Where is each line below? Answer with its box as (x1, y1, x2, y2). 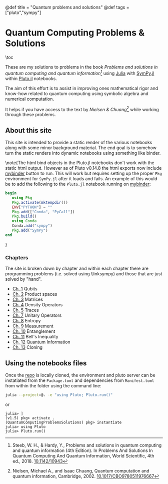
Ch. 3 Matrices (12, 296, 43, 302)
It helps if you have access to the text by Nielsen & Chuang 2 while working (5, 105, 159, 112)
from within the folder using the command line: (5, 382, 101, 388)
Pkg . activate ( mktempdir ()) (11, 200, 68, 205)
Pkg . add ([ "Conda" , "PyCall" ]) (11, 209, 75, 214)
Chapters (5, 254, 28, 261)
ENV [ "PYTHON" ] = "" (11, 205, 52, 210)
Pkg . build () (11, 214, 37, 219)
